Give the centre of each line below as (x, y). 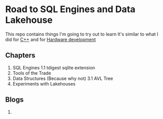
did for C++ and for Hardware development (51, 39)
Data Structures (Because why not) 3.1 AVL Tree (63, 78)
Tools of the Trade (32, 73)
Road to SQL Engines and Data (70, 9)
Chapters (20, 55)
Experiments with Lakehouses (44, 84)
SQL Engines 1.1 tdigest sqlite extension (54, 67)
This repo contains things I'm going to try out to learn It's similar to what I (82, 34)
